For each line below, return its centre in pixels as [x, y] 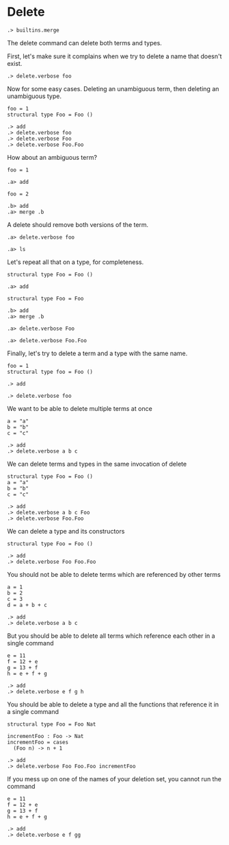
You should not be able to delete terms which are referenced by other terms [114, 574]
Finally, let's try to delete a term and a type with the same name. [97, 353]
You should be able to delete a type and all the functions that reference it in [113, 704]
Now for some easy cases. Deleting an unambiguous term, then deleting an [113, 88]
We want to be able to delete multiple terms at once [80, 408]
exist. [15, 63]
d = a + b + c [27, 605]
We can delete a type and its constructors [66, 531]
